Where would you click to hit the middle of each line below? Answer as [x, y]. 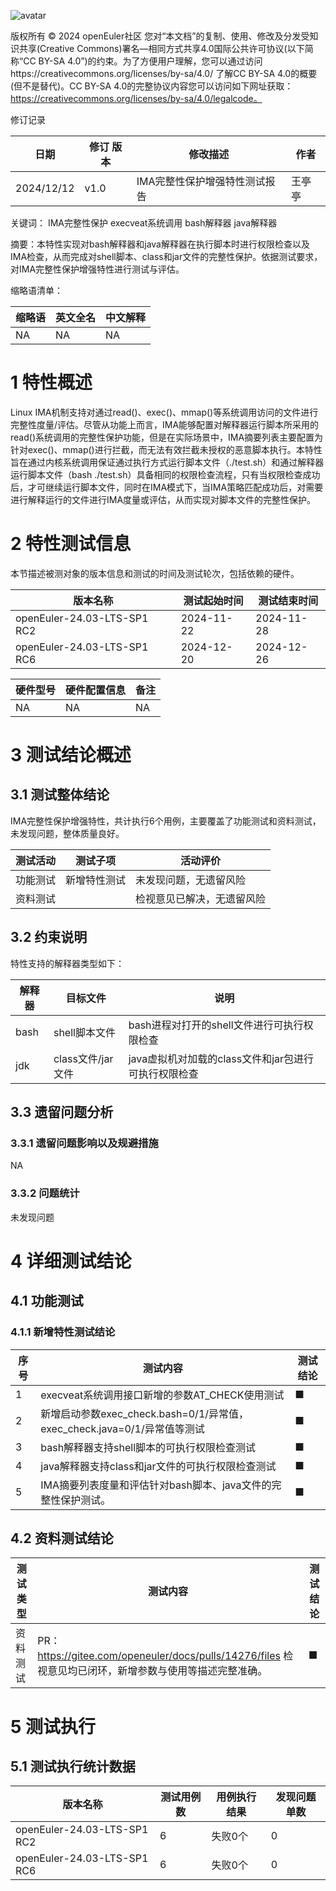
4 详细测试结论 [71, 1261]
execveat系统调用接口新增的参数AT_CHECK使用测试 [162, 1395]
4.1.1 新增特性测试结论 [63, 1332]
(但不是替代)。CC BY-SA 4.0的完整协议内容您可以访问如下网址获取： [152, 86]
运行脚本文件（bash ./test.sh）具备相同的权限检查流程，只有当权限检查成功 [165, 474]
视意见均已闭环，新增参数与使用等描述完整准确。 [152, 1671]
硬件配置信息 [96, 690]
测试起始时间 [213, 600]
